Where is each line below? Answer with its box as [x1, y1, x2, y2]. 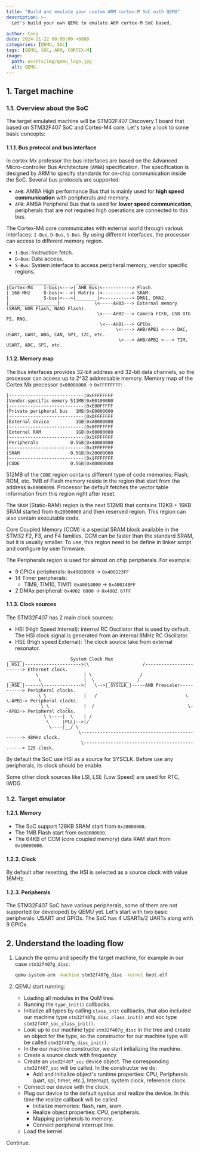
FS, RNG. [6, 316, 28, 323]
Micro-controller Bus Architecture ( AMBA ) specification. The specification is [6, 164, 189, 171]
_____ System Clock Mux [8, 656, 113, 662]
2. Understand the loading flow [6, 938, 124, 949]
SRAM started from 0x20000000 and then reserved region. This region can [6, 508, 186, 515]
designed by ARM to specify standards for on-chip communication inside [6, 170, 186, 177]
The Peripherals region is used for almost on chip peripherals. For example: [6, 556, 192, 563]
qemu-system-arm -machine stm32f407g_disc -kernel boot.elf [14, 972, 168, 978]
